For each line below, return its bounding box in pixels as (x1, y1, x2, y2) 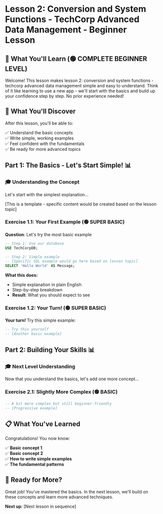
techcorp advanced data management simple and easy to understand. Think (5, 83, 159, 88)
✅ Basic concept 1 (5, 445, 42, 451)
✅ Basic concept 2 (5, 450, 43, 456)
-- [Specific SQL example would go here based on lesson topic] (5, 259, 138, 264)
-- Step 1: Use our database (5, 241, 64, 246)
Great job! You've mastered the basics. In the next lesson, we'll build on (5, 489, 148, 494)
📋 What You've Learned (5, 420, 80, 428)
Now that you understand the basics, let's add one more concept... (5, 376, 139, 382)
